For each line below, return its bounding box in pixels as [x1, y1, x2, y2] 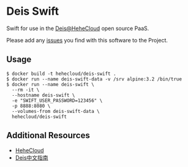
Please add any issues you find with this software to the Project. [6, 36, 168, 44]
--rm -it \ [12, 87, 40, 93]
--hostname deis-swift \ [12, 92, 75, 98]
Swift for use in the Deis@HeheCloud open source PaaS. [6, 25, 149, 32]
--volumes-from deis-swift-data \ [12, 108, 100, 114]
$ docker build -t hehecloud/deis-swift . [6, 71, 116, 77]
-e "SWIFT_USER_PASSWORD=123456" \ [12, 97, 103, 104]
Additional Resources [6, 130, 90, 141]
